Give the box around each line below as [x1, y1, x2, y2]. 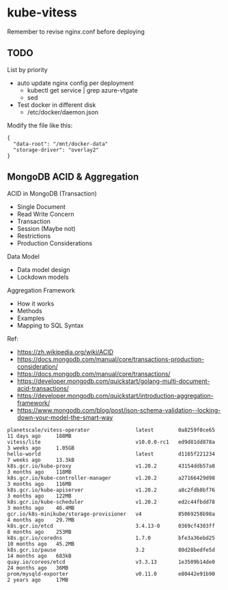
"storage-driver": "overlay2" [13, 146, 99, 153]
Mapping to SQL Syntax [16, 321, 84, 330]
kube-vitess [7, 5, 77, 21]
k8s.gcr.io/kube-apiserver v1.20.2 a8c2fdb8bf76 [7, 487, 215, 493]
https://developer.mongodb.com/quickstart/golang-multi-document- [16, 377, 210, 385]
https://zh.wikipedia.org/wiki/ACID [16, 347, 114, 356]
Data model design [16, 265, 70, 273]
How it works [16, 299, 55, 308]
